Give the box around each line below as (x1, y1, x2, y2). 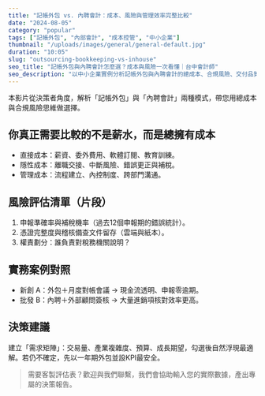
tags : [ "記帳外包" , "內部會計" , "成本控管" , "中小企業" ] (8, 33, 180, 42)
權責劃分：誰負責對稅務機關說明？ (19, 237, 131, 247)
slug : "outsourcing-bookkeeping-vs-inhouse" (8, 56, 157, 64)
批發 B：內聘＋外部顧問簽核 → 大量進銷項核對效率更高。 (19, 295, 203, 304)
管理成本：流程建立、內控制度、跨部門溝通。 (19, 170, 166, 180)
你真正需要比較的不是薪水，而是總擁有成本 (8, 128, 215, 142)
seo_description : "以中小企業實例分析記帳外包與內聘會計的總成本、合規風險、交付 (8, 70, 248, 78)
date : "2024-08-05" (8, 19, 73, 27)
